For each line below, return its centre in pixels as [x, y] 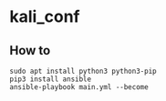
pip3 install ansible [51, 79]
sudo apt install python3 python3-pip [83, 71]
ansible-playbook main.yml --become [79, 87]
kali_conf [45, 17]
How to [30, 50]
